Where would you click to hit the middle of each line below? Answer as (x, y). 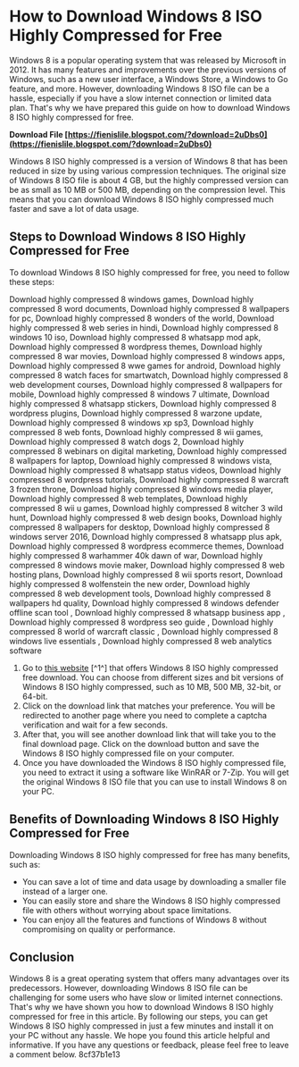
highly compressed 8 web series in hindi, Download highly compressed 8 (144, 327)
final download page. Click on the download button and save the (141, 744)
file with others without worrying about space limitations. (127, 910)
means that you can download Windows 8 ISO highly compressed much (141, 199)
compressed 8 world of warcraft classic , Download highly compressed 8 (144, 631)
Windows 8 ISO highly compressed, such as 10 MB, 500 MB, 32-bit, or (152, 686)
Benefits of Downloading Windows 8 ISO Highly (144, 819)
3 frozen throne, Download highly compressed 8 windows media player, (141, 489)
